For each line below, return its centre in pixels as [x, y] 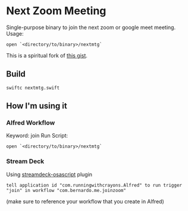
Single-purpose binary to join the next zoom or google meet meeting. [91, 27]
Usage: [15, 33]
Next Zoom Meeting [56, 11]
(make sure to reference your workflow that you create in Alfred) [85, 201]
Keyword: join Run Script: [37, 136]
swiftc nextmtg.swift [33, 88]
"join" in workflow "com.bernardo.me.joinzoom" [66, 190]
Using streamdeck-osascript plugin [49, 174]
